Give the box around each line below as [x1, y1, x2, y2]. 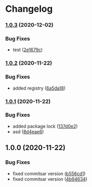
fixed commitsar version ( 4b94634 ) [12, 176, 87, 182]
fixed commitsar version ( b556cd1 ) [12, 170, 86, 177]
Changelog [5, 3, 53, 15]
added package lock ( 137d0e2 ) [12, 123, 78, 129]
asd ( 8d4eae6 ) [12, 129, 44, 135]
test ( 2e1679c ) [12, 47, 43, 53]
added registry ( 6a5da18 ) [12, 85, 66, 91]
